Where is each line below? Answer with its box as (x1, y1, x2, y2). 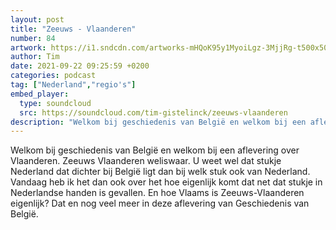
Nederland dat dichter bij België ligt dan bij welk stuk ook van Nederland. (10, 166, 311, 178)
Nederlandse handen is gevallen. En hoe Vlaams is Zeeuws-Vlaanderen (10, 187, 305, 199)
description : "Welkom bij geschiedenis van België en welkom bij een (10, 117, 307, 127)
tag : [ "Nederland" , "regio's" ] (10, 80, 137, 90)
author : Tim (10, 52, 60, 62)
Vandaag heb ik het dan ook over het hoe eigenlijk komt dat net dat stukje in (10, 176, 323, 188)
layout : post (10, 14, 65, 25)
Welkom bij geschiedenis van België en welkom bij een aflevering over (10, 144, 300, 156)
